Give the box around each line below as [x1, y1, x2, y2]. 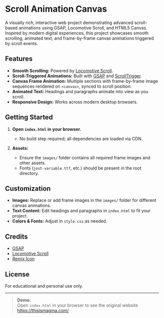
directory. [19, 170, 39, 176]
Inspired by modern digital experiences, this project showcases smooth [5, 30, 149, 36]
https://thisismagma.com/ [17, 308, 69, 313]
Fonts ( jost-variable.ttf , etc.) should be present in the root [19, 165, 142, 171]
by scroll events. [5, 40, 38, 46]
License [5, 270, 30, 278]
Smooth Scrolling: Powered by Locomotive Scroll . [12, 68, 113, 73]
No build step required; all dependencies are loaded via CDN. [19, 136, 143, 142]
